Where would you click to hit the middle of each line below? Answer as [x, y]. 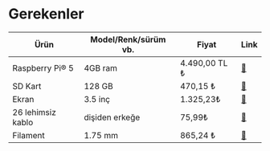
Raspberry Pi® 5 [43, 67]
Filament [29, 135]
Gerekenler [46, 14]
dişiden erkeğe [112, 117]
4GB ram [101, 67]
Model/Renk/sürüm [128, 39]
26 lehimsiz [34, 112]
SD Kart [27, 86]
